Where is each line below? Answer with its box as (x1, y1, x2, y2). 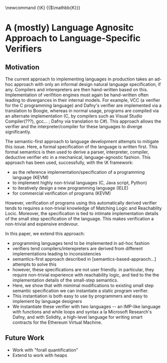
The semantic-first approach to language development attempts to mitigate (5, 139, 159, 144)
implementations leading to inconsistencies (12, 251, 101, 257)
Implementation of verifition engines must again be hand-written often (5, 92, 149, 98)
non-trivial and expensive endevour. (5, 221, 79, 227)
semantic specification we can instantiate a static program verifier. (12, 288, 149, 293)
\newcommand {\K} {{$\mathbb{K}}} (5, 5, 81, 10)
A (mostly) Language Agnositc (5, 22, 134, 33)
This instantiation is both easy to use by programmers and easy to (12, 293, 148, 299)
